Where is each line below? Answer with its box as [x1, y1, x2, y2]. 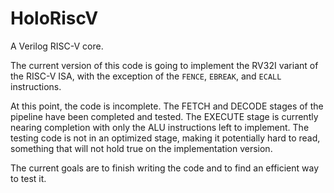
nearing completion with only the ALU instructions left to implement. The [10, 121, 310, 133]
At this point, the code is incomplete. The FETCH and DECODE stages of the [10, 100, 324, 112]
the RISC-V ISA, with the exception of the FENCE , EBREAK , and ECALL [10, 70, 282, 82]
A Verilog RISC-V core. [10, 40, 104, 52]
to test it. [10, 172, 47, 184]
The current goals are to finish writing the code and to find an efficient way [10, 162, 320, 174]
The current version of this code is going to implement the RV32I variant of [10, 59, 319, 71]
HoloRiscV [10, 7, 99, 30]
